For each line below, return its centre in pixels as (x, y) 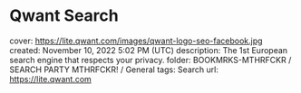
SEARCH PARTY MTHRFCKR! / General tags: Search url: (114, 70)
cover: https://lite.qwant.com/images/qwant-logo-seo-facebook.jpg (136, 41)
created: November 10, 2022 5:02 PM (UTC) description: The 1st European (149, 50)
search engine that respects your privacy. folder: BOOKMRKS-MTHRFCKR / (150, 60)
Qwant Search (64, 16)
